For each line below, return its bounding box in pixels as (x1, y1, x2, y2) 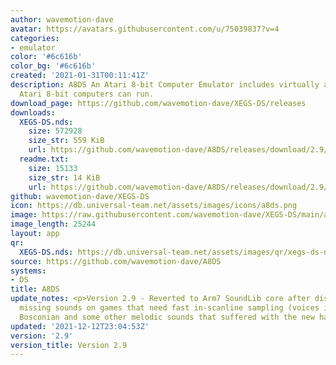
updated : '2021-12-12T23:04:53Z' (10, 321, 150, 331)
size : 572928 (28, 126, 83, 136)
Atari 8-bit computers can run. (19, 89, 155, 99)
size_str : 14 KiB (28, 172, 101, 183)
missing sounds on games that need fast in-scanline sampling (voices (19, 303, 320, 313)
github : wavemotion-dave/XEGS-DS (10, 191, 150, 201)
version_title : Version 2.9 (10, 340, 128, 350)
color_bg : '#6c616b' (10, 61, 97, 71)
